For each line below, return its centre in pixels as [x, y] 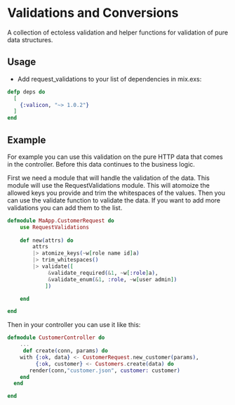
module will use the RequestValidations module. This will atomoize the [109, 185]
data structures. [30, 39]
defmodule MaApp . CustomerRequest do [61, 220]
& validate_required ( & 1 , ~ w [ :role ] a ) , [103, 273]
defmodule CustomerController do [56, 338]
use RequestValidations [55, 227]
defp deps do [26, 92]
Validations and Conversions [93, 13]
